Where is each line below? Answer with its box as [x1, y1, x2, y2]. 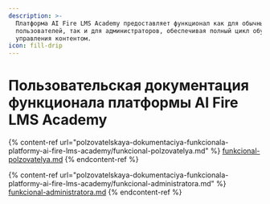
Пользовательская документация [8, 77, 249, 95]
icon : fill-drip [8, 42, 63, 50]
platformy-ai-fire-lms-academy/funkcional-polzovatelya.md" [8, 146, 209, 156]
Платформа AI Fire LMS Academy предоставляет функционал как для [15, 19, 239, 27]
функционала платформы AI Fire [8, 94, 239, 112]
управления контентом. [15, 34, 92, 43]
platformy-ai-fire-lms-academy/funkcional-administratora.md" [8, 179, 215, 189]
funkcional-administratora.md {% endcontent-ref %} [8, 187, 182, 198]
